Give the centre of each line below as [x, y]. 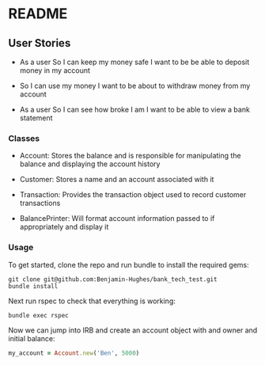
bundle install [33, 286]
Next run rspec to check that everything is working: [92, 301]
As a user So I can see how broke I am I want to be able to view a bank [135, 109]
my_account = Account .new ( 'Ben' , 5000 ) [74, 353]
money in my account [55, 70]
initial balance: [32, 338]
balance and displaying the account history [90, 164]
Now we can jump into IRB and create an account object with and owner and [133, 330]
